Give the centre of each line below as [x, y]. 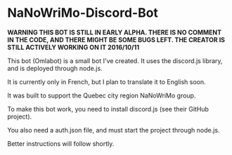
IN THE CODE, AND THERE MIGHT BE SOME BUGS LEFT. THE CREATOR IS [116, 39]
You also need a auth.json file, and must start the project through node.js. [114, 130]
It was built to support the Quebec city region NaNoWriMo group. [102, 95]
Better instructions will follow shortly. [61, 143]
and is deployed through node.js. [55, 68]
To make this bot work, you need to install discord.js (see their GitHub [108, 109]
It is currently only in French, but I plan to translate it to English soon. [107, 81]
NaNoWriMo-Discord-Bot [83, 13]
